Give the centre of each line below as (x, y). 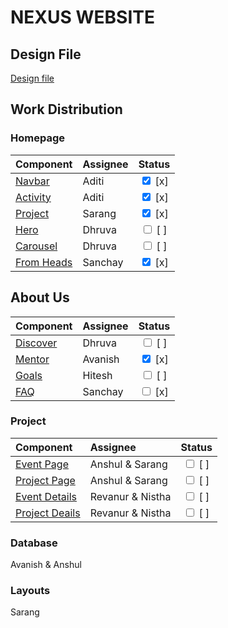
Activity (33, 197)
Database (34, 543)
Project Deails (48, 513)
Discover (36, 343)
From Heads (44, 262)
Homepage (37, 138)
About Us (40, 297)
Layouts (30, 591)
